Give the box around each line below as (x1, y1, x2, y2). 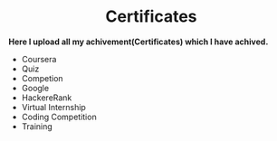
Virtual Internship (21, 101, 87, 112)
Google (21, 82, 50, 93)
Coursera (21, 53, 57, 64)
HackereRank (21, 92, 72, 103)
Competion (21, 72, 64, 83)
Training (21, 120, 53, 132)
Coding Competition (21, 111, 97, 122)
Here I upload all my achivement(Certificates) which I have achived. (8, 36, 269, 47)
